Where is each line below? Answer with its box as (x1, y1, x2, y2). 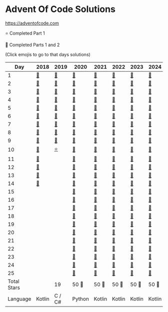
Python (72, 295, 89, 302)
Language (7, 295, 31, 302)
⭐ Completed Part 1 (5, 30, 45, 36)
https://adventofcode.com (5, 20, 59, 26)
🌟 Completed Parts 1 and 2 (5, 42, 60, 48)
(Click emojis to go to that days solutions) (5, 51, 91, 57)
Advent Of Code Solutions (5, 4, 116, 15)
